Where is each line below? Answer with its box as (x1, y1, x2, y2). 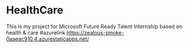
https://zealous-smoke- (66, 29, 124, 36)
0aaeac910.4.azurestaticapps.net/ (6, 35, 89, 42)
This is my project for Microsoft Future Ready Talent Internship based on (6, 23, 183, 30)
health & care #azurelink (6, 29, 66, 36)
